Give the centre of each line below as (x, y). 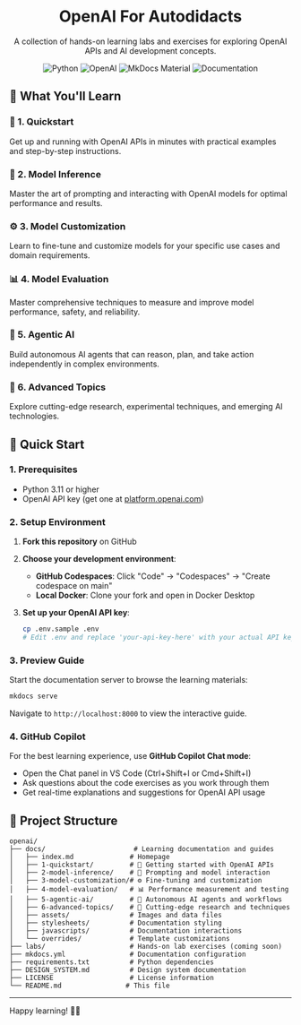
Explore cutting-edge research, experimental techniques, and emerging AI (146, 407)
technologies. (34, 416)
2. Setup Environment (57, 521)
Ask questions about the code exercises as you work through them (146, 783)
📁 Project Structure (64, 820)
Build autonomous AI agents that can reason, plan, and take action (132, 354)
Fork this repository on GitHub (79, 542)
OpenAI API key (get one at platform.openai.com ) (113, 498)
